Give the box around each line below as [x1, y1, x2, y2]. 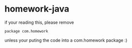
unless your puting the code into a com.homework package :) [4, 37, 128, 43]
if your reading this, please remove [4, 19, 74, 25]
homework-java [4, 3, 69, 15]
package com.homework [4, 29, 49, 33]
